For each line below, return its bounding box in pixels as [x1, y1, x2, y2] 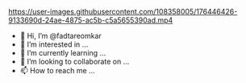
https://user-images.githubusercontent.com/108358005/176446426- [8, 7, 238, 16]
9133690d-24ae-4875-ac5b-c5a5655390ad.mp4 [8, 15, 173, 25]
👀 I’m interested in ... [19, 39, 89, 49]
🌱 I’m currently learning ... [19, 48, 106, 57]
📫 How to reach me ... [19, 66, 95, 75]
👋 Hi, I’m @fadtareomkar [19, 31, 102, 40]
